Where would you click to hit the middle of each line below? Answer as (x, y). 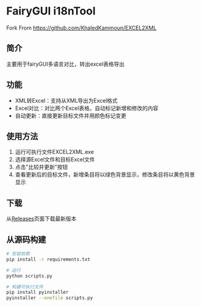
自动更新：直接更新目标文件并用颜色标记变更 (71, 115)
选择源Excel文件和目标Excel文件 (55, 160)
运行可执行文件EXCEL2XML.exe (54, 152)
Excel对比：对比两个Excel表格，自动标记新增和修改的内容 (87, 108)
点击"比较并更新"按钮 (41, 167)
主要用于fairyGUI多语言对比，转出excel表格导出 (65, 64)
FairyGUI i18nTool (51, 11)
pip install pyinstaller (37, 293)
